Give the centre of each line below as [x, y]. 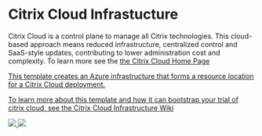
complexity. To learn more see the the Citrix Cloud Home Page [109, 61]
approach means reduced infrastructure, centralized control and [134, 44]
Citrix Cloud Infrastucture [93, 14]
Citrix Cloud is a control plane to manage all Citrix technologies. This [118, 36]
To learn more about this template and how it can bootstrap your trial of [124, 99]
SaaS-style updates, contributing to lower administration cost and [115, 52]
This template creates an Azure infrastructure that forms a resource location [131, 76]
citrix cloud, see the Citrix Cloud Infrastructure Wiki [91, 108]
